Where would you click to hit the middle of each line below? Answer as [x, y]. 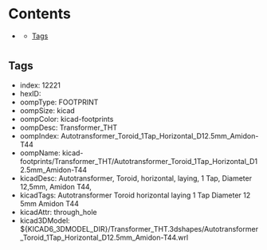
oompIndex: [39, 135]
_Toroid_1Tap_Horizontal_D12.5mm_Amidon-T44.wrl [104, 237]
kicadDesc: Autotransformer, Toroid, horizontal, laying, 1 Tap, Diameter [136, 178]
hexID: [30, 93]
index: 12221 [40, 85]
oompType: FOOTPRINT [59, 102]
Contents [40, 14]
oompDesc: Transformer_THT [69, 127]
